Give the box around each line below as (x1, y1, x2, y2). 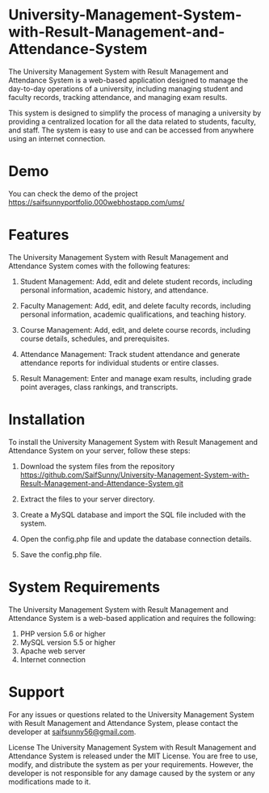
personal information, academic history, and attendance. (19, 285, 208, 295)
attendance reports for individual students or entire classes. (19, 358, 220, 367)
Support (8, 682, 65, 701)
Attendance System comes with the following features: (8, 261, 191, 271)
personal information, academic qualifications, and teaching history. (19, 309, 246, 319)
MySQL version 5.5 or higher (19, 637, 116, 647)
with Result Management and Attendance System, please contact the (8, 718, 238, 728)
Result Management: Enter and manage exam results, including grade (19, 373, 252, 383)
